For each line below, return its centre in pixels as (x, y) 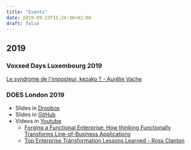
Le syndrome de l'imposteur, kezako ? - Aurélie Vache (74, 79)
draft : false (23, 23)
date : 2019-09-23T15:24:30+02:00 (49, 18)
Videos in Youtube (38, 121)
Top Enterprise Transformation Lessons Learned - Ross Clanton (104, 141)
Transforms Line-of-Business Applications (77, 134)
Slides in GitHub (35, 114)
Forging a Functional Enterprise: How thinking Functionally (98, 128)
